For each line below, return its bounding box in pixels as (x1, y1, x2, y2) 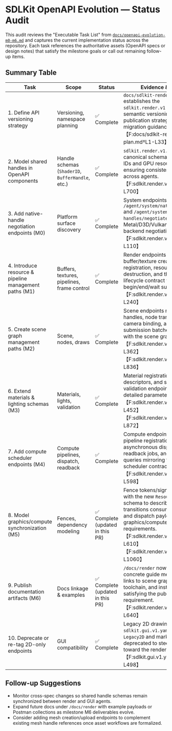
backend (123, 227, 145, 235)
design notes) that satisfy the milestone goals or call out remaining (5, 48, 146, 54)
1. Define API (8, 109, 40, 116)
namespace (57, 115, 85, 122)
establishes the (123, 97, 160, 104)
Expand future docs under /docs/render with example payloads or (12, 703, 153, 709)
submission (123, 326, 151, 333)
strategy (8, 122, 28, 129)
